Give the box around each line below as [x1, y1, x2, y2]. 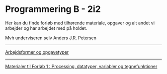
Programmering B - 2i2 [5, 3, 101, 15]
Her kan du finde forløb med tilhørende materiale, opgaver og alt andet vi [5, 20, 155, 26]
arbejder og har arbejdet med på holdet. [5, 25, 87, 31]
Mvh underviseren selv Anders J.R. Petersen [5, 35, 97, 41]
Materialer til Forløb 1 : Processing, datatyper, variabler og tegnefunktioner [5, 63, 158, 69]
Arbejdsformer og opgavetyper [5, 49, 69, 55]
